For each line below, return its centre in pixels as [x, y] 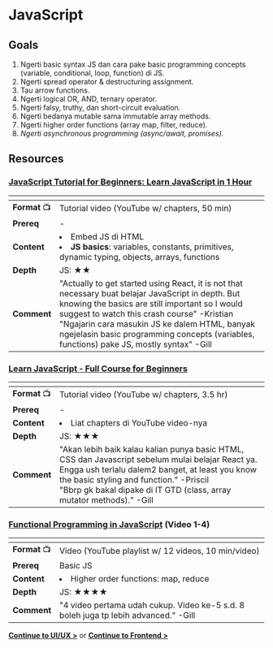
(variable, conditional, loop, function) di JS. [92, 73]
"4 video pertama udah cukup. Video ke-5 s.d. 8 [152, 605]
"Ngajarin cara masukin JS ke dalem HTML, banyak [158, 324]
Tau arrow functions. [55, 90]
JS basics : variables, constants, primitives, [152, 247]
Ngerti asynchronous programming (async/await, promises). [122, 133]
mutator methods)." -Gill [107, 499]
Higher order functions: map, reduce [140, 579]
